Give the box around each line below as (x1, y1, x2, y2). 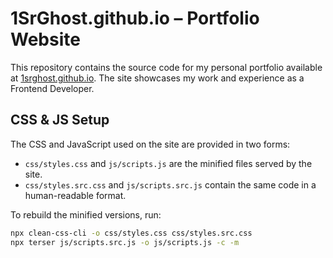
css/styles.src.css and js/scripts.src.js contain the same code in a (24, 178, 317, 191)
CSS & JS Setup (10, 112, 110, 129)
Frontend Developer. (10, 82, 95, 94)
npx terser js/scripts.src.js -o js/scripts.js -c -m (10, 237, 240, 247)
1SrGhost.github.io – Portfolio (10, 7, 260, 30)
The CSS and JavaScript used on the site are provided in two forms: (10, 138, 291, 150)
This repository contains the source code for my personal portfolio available (10, 61, 323, 73)
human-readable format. (24, 189, 127, 201)
